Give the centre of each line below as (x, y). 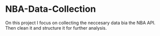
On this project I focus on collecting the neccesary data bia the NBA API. (81, 23)
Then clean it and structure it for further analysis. (56, 28)
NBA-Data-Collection (51, 9)
